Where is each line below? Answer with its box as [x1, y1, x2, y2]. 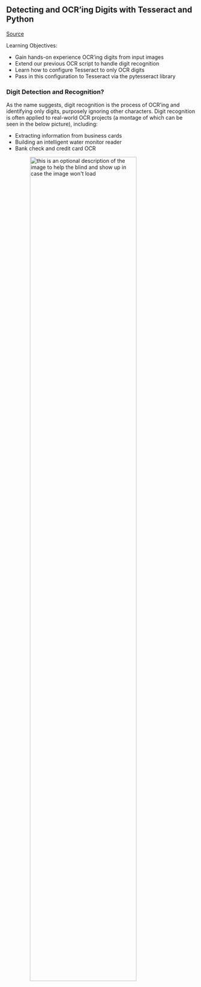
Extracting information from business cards [14, 132, 122, 139]
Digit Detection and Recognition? [6, 87, 104, 96]
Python [6, 14, 34, 25]
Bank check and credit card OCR [14, 145, 96, 152]
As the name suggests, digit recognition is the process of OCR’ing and [6, 102, 180, 109]
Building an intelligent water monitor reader [14, 138, 122, 146]
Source [6, 30, 24, 37]
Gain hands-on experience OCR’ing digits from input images [14, 53, 164, 61]
